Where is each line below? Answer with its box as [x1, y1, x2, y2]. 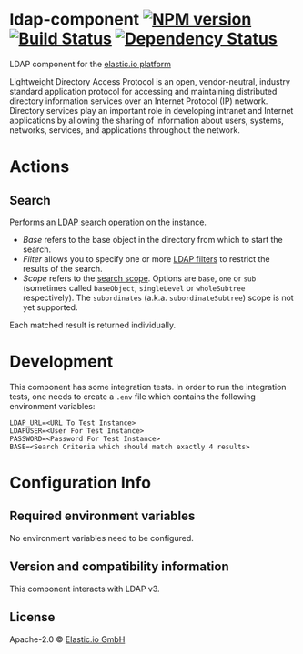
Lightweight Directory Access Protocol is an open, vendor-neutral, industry [9, 75, 291, 86]
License [9, 609, 56, 625]
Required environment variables [9, 508, 196, 524]
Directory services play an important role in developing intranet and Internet [9, 105, 294, 116]
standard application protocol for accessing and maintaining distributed [9, 86, 278, 96]
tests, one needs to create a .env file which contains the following [9, 391, 257, 402]
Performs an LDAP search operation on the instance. [9, 216, 207, 227]
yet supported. [22, 301, 78, 313]
